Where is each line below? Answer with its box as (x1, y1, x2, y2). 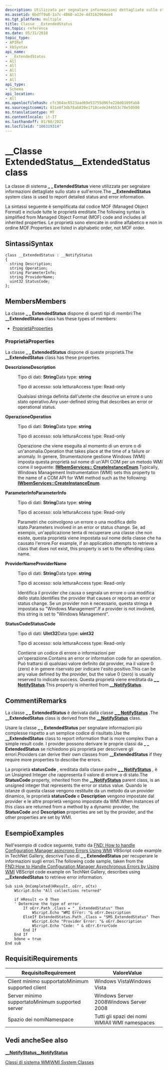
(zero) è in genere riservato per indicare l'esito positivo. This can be (17, 666, 156, 672)
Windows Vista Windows (94, 978, 151, 985)
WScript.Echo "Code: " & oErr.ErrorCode (31, 923, 117, 928)
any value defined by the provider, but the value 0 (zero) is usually (17, 671, 154, 677)
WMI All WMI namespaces (94, 1019, 155, 1026)
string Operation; (9, 266, 48, 271)
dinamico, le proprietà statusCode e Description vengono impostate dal (5, 793, 154, 799)
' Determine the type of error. (14, 901, 81, 906)
